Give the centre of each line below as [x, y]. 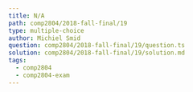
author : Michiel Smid [45, 38]
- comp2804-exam [43, 75]
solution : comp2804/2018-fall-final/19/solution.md [96, 53]
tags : [17, 61]
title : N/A [27, 16]
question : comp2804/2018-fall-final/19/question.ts [96, 46]
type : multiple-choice [46, 30]
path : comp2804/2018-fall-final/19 [68, 23]
